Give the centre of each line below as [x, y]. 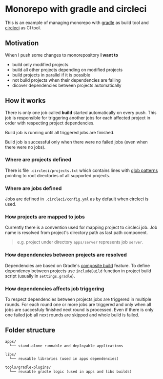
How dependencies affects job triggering [55, 288]
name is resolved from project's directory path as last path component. [76, 233]
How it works [25, 101]
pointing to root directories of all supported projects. [58, 175]
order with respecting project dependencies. [50, 123]
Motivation [22, 43]
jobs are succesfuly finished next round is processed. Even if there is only [79, 310]
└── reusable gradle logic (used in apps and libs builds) [71, 371]
